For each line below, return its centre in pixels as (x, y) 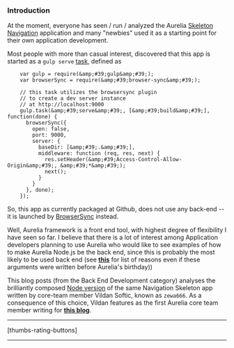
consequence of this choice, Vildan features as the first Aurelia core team (113, 303)
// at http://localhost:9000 (62, 105)
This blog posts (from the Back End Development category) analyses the (111, 280)
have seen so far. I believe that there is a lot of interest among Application (112, 237)
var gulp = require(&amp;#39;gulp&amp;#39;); (87, 74)
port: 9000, (50, 135)
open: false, (51, 129)
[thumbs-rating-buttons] (42, 331)
